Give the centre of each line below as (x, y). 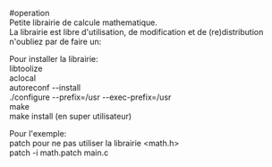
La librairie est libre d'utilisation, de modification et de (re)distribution (136, 32)
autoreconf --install (45, 88)
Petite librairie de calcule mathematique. (84, 22)
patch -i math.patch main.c (59, 153)
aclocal (23, 78)
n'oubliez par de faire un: (55, 41)
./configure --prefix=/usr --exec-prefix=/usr (90, 97)
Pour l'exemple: (38, 133)
